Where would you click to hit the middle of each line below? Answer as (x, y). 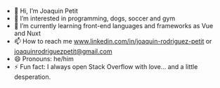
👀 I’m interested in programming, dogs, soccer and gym (95, 18)
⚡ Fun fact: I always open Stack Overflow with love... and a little (106, 67)
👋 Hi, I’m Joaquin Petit (46, 11)
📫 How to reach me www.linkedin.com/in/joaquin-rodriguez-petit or (113, 41)
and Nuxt (27, 33)
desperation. (32, 77)
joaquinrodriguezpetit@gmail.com (63, 51)
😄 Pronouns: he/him (44, 59)
